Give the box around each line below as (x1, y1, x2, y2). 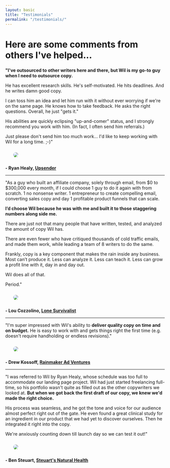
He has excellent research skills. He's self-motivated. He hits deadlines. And (5, 82, 164, 89)
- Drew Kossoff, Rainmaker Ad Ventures (5, 359, 91, 365)
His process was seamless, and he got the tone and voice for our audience (5, 405, 161, 411)
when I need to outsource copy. (5, 73, 73, 79)
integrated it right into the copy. (5, 421, 71, 428)
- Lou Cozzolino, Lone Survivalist (5, 308, 76, 314)
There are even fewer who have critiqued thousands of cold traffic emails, (5, 236, 159, 242)
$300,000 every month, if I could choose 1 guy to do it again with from (5, 185, 152, 191)
